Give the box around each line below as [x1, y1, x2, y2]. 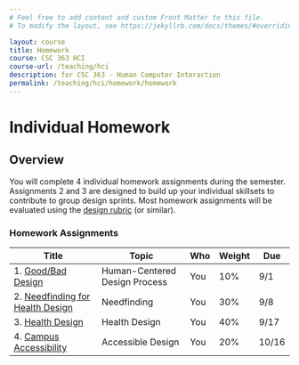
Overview [9, 152, 65, 167]
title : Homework [9, 45, 69, 54]
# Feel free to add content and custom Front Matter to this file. [9, 12, 265, 22]
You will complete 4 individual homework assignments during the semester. [9, 175, 287, 187]
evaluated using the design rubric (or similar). [9, 204, 176, 215]
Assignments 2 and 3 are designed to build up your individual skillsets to [9, 185, 275, 196]
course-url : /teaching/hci [9, 62, 109, 71]
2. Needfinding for [13, 290, 91, 303]
